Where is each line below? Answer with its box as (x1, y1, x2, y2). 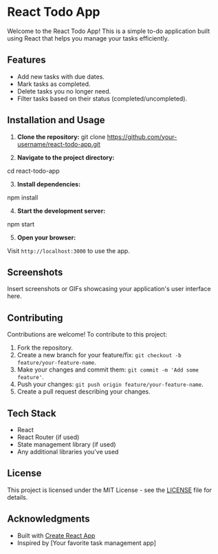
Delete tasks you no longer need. (17, 87, 111, 95)
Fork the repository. (17, 343, 74, 352)
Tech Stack (7, 407, 56, 419)
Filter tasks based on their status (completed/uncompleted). (17, 94, 188, 103)
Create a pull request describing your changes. (17, 387, 151, 396)
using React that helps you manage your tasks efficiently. (7, 34, 170, 42)
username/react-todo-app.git (17, 140, 101, 148)
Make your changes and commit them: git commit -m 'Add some (17, 365, 199, 374)
